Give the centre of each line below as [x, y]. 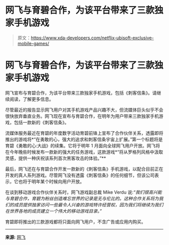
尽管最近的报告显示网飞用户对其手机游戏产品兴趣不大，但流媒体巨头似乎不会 [84, 110]
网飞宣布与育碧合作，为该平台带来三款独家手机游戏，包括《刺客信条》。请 [81, 93]
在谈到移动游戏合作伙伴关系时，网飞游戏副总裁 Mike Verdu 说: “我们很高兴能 [83, 192]
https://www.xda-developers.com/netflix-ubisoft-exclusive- [92, 38]
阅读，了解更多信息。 [31, 99]
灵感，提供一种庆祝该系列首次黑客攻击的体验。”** [56, 158]
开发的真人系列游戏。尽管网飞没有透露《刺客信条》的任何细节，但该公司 [80, 175]
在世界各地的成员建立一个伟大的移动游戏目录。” [53, 211]
